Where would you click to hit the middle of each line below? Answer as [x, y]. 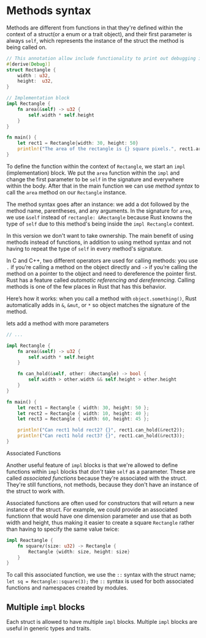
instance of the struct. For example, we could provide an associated [92, 509]
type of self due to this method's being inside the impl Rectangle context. [100, 224]
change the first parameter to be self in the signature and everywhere [95, 179]
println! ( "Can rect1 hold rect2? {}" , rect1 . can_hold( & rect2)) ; [101, 430]
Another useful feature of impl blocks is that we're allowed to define [92, 465]
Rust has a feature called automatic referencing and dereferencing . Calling [101, 280]
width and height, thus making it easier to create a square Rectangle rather [101, 522]
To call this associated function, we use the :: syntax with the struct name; [101, 575]
